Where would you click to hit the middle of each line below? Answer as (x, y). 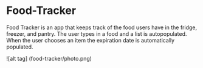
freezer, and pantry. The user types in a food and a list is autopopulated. (97, 33)
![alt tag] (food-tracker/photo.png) (49, 58)
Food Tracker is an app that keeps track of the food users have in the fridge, (102, 27)
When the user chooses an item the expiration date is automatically (91, 40)
